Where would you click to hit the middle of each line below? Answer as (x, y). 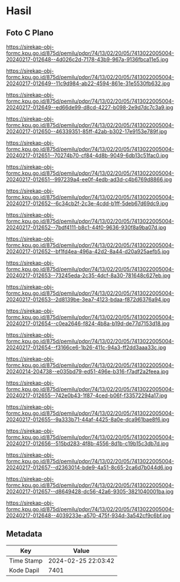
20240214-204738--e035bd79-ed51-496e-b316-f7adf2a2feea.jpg (88, 371)
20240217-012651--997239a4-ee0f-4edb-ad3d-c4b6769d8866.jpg (89, 179)
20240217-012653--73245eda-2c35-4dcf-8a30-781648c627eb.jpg (89, 275)
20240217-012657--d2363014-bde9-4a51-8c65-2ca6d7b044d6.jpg (89, 467)
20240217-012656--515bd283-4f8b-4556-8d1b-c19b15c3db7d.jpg (88, 443)
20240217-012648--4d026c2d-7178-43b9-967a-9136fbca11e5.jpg (87, 59)
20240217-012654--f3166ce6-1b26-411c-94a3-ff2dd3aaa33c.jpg (86, 347)
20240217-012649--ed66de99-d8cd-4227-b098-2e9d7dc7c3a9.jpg (90, 107)
